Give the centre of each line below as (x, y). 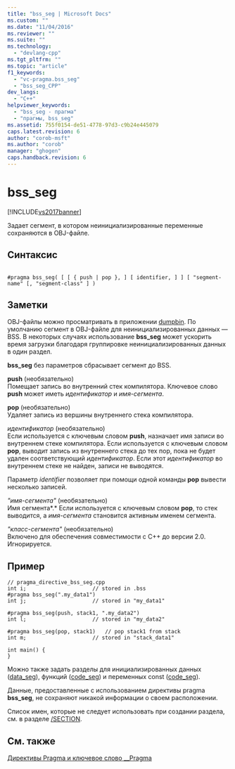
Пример (26, 566)
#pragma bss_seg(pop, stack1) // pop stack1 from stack (94, 632)
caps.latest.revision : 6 (44, 131)
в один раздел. (30, 351)
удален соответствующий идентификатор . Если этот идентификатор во (115, 458)
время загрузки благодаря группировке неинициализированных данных (117, 344)
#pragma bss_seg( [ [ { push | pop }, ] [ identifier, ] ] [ (99, 277)
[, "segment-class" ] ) (61, 283)
